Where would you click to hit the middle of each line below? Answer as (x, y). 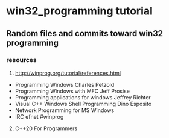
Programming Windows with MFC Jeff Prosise (72, 91)
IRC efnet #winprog (39, 116)
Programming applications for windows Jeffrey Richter (83, 97)
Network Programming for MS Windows (65, 110)
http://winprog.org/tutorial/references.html (68, 73)
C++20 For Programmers (46, 128)
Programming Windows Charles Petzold (65, 84)
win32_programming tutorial (79, 11)
